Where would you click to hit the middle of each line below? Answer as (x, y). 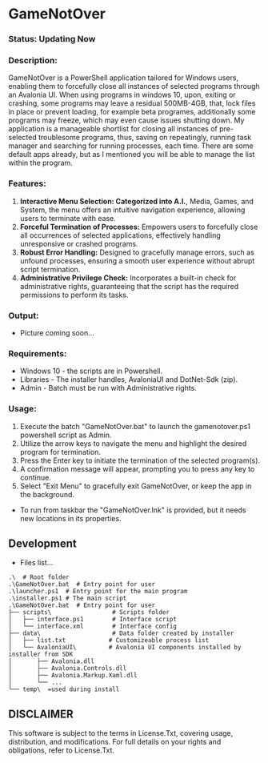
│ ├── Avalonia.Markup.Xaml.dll (73, 676)
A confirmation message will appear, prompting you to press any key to (137, 468)
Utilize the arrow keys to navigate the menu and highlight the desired (133, 443)
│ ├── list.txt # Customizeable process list (109, 641)
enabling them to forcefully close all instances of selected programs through (134, 86)
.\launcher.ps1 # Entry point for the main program (98, 592)
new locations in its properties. (70, 518)
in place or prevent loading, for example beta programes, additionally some (132, 112)
